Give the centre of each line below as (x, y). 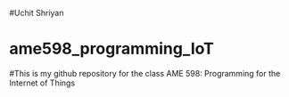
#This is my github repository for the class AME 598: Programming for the (145, 73)
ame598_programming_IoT (111, 49)
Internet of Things (42, 83)
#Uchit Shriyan (37, 13)
